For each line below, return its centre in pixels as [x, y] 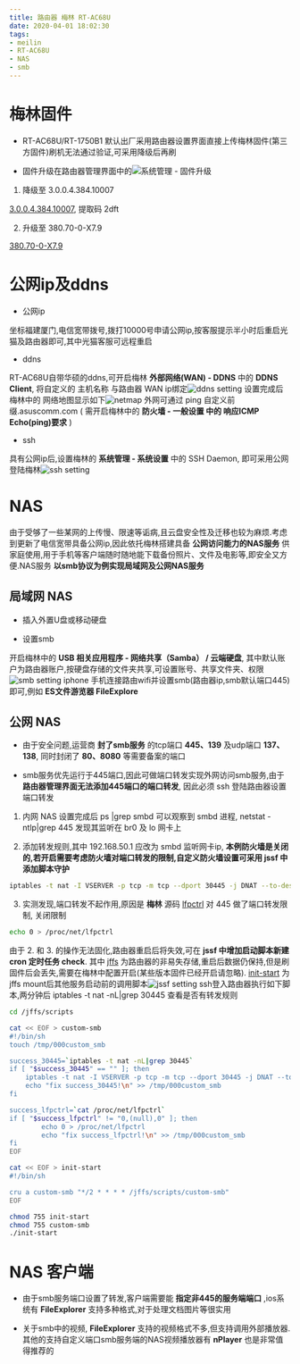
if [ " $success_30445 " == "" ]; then [79, 1069]
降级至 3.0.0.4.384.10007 [68, 189]
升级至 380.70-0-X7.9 [62, 228]
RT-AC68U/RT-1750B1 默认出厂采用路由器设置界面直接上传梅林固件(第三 [155, 140]
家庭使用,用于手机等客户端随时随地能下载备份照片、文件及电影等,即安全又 [145, 554]
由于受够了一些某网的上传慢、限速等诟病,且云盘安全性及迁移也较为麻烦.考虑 [149, 531]
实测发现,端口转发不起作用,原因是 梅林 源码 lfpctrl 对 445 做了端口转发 [151, 904]
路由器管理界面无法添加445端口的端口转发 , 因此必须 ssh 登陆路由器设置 [154, 786]
